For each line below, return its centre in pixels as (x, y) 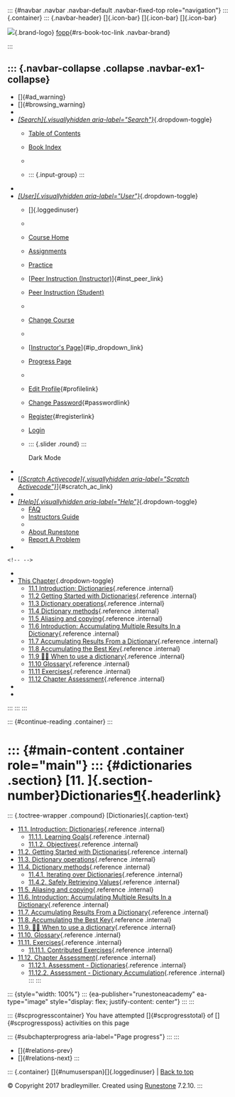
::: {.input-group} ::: (56, 174)
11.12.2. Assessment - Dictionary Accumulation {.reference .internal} (127, 973)
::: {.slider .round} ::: (58, 444)
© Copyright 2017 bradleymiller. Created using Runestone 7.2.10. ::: (105, 1085)
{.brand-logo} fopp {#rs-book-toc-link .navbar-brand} (92, 32)
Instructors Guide (54, 517)
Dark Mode (45, 457)
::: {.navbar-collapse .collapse (76, 69)
